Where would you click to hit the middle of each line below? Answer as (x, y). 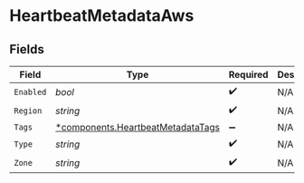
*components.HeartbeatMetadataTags (138, 127)
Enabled (30, 92)
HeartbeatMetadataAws (102, 16)
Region (28, 111)
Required (248, 75)
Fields (27, 49)
